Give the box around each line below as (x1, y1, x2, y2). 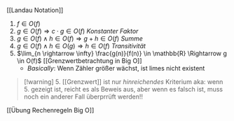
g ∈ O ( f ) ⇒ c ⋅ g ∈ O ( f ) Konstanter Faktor (16, 27, 139, 35)
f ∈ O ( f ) (16, 20, 41, 27)
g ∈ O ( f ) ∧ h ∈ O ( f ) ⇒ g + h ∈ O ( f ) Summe (16, 34, 143, 43)
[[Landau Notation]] (6, 6, 64, 14)
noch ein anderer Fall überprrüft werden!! (23, 92, 144, 101)
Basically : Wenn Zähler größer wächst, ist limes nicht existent (27, 64, 205, 72)
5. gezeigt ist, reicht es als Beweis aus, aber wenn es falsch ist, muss (23, 85, 223, 93)
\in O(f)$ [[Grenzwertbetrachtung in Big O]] (16, 57, 142, 65)
